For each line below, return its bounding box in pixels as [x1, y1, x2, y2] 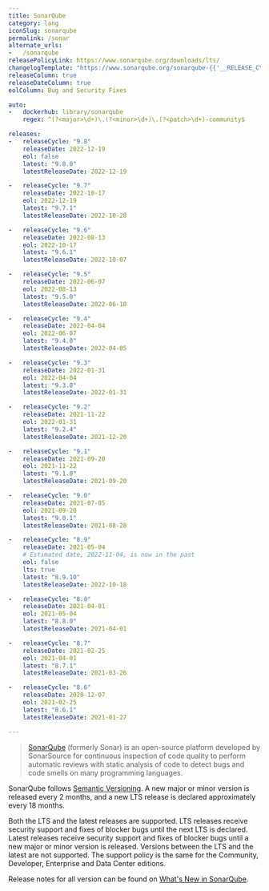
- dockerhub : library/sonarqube [8, 108, 124, 116]
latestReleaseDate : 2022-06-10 [22, 300, 127, 308]
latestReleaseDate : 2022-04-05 [22, 345, 127, 353]
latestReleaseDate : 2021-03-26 [22, 669, 127, 677]
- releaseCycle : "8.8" [8, 595, 91, 603]
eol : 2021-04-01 [22, 654, 78, 662]
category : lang [8, 19, 59, 27]
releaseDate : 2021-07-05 [22, 498, 106, 507]
